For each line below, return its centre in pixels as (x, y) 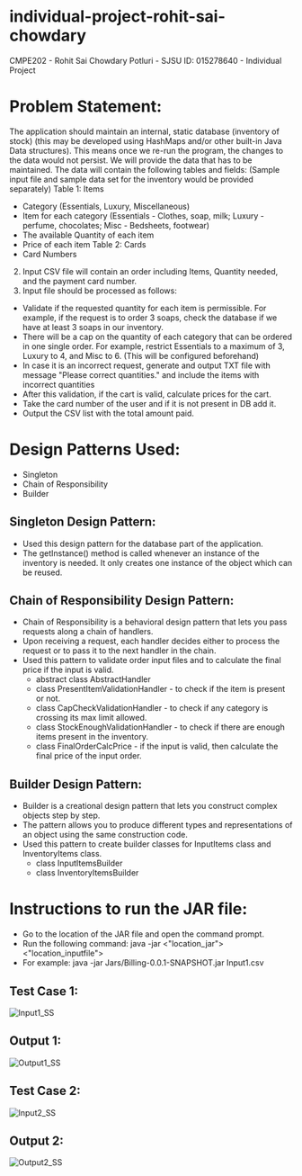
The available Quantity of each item (88, 235)
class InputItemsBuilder (79, 863)
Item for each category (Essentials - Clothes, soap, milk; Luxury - (143, 215)
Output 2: (37, 1141)
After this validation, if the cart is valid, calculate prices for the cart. (147, 394)
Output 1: (35, 1041)
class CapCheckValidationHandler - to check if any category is (152, 708)
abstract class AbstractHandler (93, 679)
